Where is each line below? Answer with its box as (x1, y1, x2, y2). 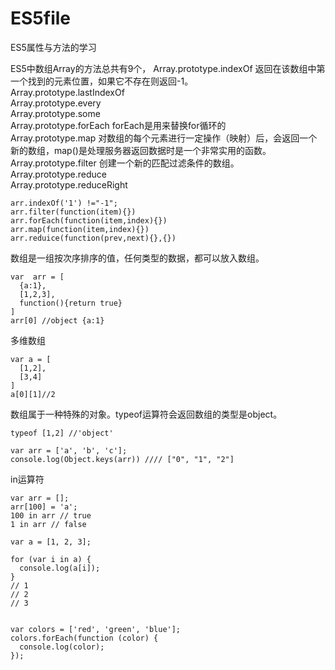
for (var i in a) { (10, 554, 92, 564)
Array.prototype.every (10, 97, 102, 109)
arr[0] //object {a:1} (10, 315, 105, 326)
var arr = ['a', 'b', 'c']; (10, 445, 128, 456)
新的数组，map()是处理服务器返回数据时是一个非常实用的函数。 (10, 144, 272, 156)
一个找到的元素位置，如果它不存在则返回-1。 (10, 75, 194, 87)
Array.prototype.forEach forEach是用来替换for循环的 (10, 119, 227, 131)
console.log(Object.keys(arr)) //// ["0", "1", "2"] (10, 454, 235, 464)
